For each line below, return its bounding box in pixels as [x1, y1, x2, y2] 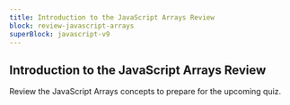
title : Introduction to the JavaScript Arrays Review [9, 12, 215, 22]
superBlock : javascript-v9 [9, 29, 110, 38]
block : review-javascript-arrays [9, 21, 135, 30]
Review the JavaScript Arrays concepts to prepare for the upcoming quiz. [9, 86, 282, 97]
